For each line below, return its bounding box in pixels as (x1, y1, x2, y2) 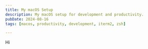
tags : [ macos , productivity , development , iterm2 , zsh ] (5, 21, 126, 26)
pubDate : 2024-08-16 (5, 16, 49, 21)
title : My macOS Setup (5, 7, 53, 12)
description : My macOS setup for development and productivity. (5, 12, 144, 17)
